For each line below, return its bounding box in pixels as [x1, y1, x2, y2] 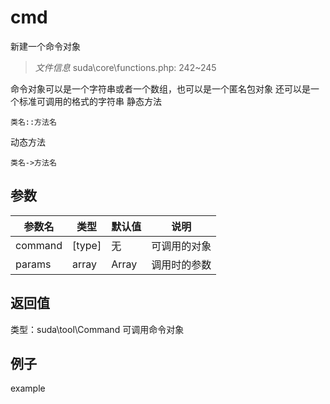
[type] [72, 238, 102, 252]
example [10, 382, 46, 395]
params [15, 257, 52, 271]
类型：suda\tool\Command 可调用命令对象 [10, 323, 185, 335]
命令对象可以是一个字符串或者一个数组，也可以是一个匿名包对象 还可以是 [10, 82, 311, 95]
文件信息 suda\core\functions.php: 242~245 [34, 61, 217, 73]
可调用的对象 [151, 239, 212, 253]
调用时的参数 [151, 257, 212, 271]
